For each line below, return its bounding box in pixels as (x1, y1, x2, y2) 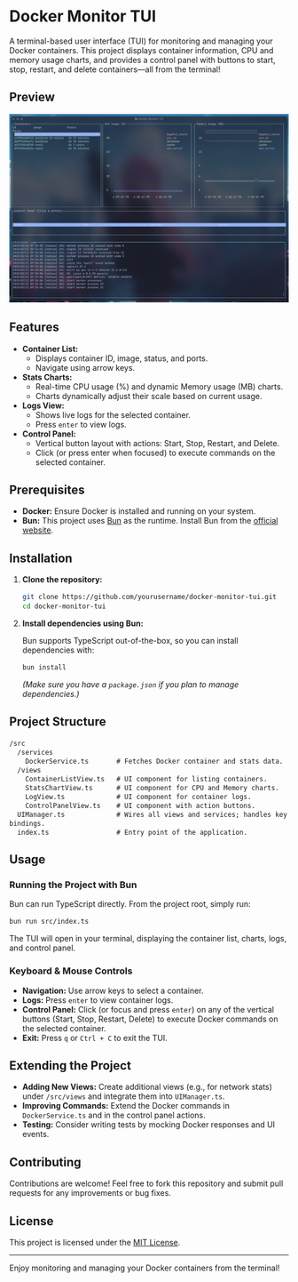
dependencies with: (21, 645, 95, 655)
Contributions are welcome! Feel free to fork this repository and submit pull (9, 1178, 284, 1189)
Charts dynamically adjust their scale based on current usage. (35, 390, 263, 401)
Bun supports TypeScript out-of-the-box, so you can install (21, 636, 239, 646)
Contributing (9, 1154, 82, 1170)
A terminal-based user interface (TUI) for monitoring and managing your (9, 36, 273, 46)
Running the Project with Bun (9, 878, 137, 891)
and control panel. (9, 942, 76, 953)
